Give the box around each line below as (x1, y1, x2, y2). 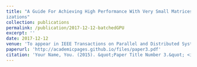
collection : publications (6, 19, 69, 25)
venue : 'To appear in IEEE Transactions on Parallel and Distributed (6, 41, 180, 47)
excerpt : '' (6, 30, 35, 36)
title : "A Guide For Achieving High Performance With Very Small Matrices (6, 8, 193, 15)
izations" (6, 14, 30, 20)
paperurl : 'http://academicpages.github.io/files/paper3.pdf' (6, 47, 161, 52)
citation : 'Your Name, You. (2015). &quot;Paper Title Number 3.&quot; (6, 52, 185, 58)
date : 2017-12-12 (6, 36, 49, 41)
